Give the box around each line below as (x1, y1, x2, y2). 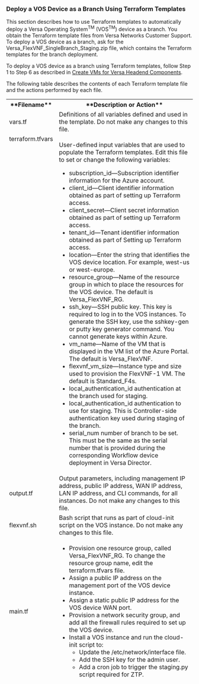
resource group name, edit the (69, 559, 153, 567)
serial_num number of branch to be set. (69, 428, 179, 437)
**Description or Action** (85, 100, 163, 109)
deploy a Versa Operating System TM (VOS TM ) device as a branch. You (6, 24, 178, 33)
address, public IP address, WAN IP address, (59, 481, 182, 490)
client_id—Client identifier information (69, 184, 174, 192)
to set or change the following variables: (59, 155, 171, 163)
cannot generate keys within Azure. (69, 332, 168, 341)
